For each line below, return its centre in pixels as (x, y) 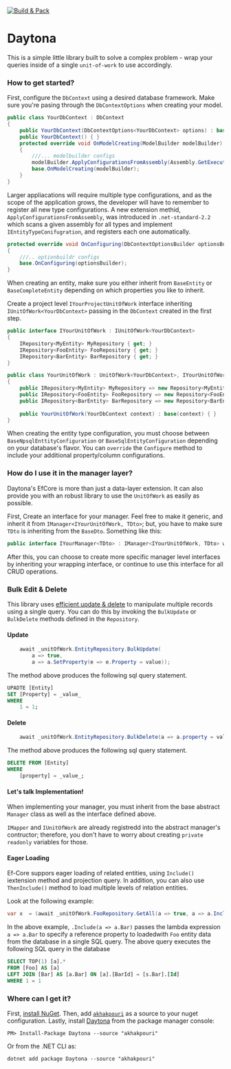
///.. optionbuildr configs (59, 257)
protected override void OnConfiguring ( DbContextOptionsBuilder (101, 244)
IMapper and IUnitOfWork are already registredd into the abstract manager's (114, 828)
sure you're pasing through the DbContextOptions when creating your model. (115, 105)
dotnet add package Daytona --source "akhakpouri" (81, 1059)
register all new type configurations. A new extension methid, (94, 210)
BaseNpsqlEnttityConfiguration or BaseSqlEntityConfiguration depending (112, 440)
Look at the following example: (51, 901)
